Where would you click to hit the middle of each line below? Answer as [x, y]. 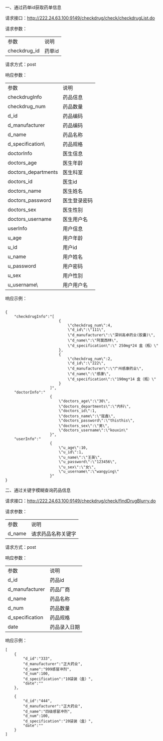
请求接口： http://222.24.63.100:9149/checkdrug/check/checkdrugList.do [80, 18]
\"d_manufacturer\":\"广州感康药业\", [105, 368]
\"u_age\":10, [73, 448]
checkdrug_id [24, 51]
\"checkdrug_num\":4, [90, 325]
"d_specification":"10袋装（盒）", [58, 679]
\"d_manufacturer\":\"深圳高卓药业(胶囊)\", [111, 335]
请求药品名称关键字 [54, 534]
